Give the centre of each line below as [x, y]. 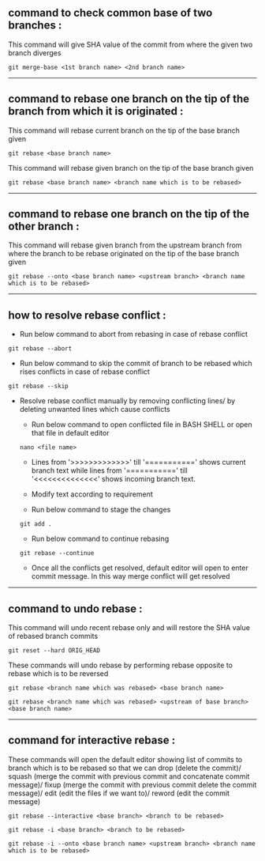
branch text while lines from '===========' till [109, 470]
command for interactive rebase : [92, 740]
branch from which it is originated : [96, 111]
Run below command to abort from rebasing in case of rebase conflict [134, 334]
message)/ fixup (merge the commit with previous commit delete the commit [132, 784]
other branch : [44, 227]
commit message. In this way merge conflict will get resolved [131, 576]
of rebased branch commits [53, 636]
